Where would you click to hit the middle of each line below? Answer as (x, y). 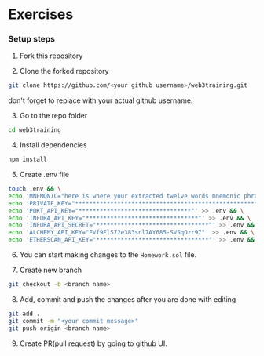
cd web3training (35, 130)
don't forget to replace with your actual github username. (101, 100)
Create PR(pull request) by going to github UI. (93, 343)
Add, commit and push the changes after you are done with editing (128, 299)
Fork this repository (51, 56)
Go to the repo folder (53, 116)
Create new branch (51, 270)
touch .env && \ (35, 189)
